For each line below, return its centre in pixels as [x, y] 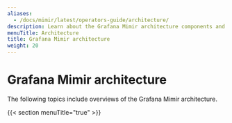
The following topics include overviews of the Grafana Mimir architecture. [112, 99]
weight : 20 [23, 46]
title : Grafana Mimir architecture [59, 39]
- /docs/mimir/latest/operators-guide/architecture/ [91, 20]
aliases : [20, 13]
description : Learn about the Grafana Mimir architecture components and [116, 26]
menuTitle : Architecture [43, 33]
